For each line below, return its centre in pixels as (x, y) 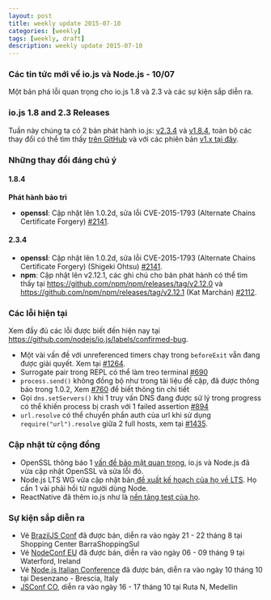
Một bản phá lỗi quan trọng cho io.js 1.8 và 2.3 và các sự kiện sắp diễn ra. (131, 92)
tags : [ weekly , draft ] (47, 38)
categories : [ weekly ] (45, 31)
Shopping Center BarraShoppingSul (80, 543)
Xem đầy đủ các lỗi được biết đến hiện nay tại (84, 331)
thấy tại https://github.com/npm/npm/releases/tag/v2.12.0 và (121, 284)
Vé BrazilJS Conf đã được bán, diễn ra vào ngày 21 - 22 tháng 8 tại (131, 535)
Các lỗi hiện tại (38, 313)
